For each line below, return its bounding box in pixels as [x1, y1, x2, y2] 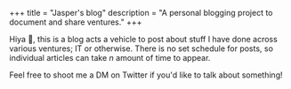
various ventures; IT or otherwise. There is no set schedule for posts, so [9, 43, 274, 54]
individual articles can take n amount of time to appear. [9, 53, 211, 63]
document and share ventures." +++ [9, 17, 142, 27]
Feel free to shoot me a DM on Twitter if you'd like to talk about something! [9, 70, 283, 80]
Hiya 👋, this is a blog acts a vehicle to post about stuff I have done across [9, 34, 278, 44]
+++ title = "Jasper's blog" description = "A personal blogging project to [9, 8, 273, 18]
